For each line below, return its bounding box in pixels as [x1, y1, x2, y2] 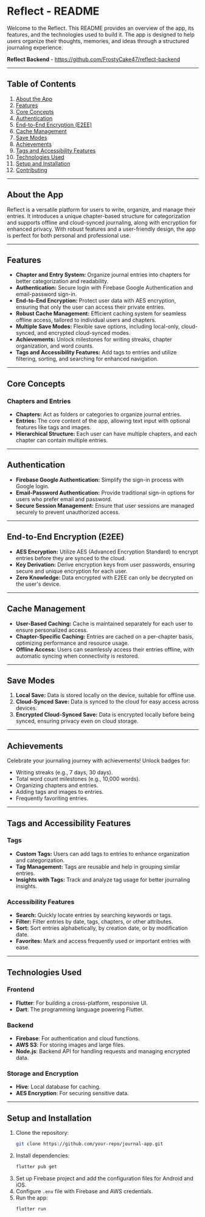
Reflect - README [7, 4, 100, 18]
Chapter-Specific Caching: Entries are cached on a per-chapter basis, [15, 633, 194, 640]
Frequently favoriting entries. [15, 794, 89, 802]
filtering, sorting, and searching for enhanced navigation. [15, 355, 159, 363]
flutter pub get [15, 1164, 57, 1170]
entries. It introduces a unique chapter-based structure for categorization [7, 212, 191, 220]
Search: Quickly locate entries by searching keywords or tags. [15, 911, 173, 919]
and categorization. [15, 857, 65, 864]
